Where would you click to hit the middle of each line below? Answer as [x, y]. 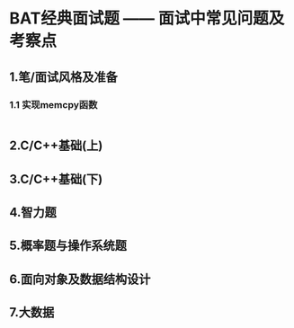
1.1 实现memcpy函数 [53, 104]
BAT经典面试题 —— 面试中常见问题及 [147, 18]
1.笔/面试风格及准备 [64, 77]
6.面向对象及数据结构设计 [80, 279]
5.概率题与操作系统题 [68, 246]
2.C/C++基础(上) [56, 146]
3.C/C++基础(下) [56, 179]
